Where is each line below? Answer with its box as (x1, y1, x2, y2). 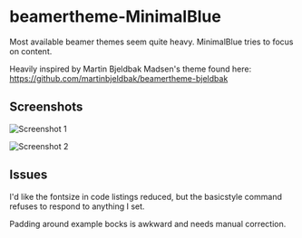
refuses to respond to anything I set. (9, 201, 145, 212)
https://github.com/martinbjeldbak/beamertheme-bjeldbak (9, 72, 229, 83)
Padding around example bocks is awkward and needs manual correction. (9, 218, 287, 229)
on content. (9, 45, 53, 56)
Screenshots (9, 100, 83, 115)
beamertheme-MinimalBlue (9, 6, 222, 27)
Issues (9, 167, 48, 183)
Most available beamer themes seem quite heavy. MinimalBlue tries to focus (9, 36, 294, 47)
